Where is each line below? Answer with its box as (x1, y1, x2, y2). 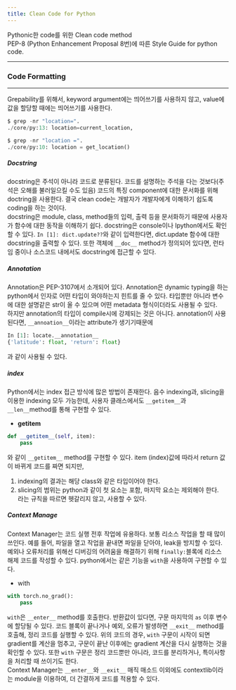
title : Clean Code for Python (7, 10, 96, 18)
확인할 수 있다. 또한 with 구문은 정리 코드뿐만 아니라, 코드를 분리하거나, (7, 648, 202, 656)
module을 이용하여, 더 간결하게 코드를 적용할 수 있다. (14, 674, 160, 683)
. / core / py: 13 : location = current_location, (7, 124, 133, 131)
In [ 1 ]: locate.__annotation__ (7, 332, 99, 339)
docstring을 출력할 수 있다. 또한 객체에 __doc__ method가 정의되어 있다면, (7, 239, 212, 247)
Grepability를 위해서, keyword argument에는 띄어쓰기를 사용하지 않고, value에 (7, 94, 225, 103)
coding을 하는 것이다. (7, 203, 67, 212)
